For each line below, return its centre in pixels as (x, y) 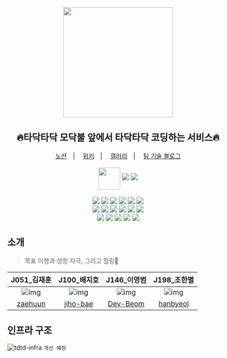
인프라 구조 (30, 331)
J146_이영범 (126, 280)
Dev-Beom (127, 304)
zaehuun (31, 304)
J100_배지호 (79, 280)
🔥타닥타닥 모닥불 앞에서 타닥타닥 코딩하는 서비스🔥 (118, 138)
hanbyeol (174, 304)
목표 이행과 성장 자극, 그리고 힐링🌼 (72, 261)
